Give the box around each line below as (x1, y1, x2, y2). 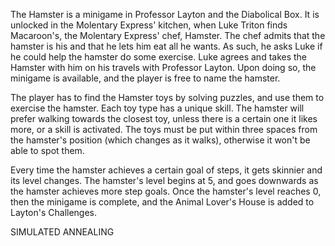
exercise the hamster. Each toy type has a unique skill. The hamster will (10, 102, 305, 114)
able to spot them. (10, 145, 85, 156)
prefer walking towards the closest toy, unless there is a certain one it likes (10, 113, 318, 124)
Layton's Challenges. (10, 207, 98, 218)
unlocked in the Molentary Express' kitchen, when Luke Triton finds (10, 19, 288, 31)
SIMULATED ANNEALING (10, 226, 115, 238)
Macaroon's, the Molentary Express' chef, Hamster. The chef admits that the (10, 30, 326, 41)
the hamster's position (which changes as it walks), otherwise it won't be (10, 134, 311, 146)
